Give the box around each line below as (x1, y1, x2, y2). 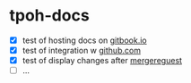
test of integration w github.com (22, 46, 142, 55)
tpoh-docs (9, 5, 90, 26)
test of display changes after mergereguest (22, 55, 182, 66)
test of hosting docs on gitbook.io (22, 35, 147, 46)
